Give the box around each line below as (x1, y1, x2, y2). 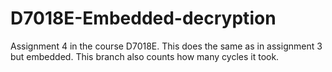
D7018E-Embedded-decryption (10, 7, 277, 30)
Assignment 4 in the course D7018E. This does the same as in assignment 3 (10, 40, 323, 52)
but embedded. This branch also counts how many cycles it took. (10, 50, 280, 62)
